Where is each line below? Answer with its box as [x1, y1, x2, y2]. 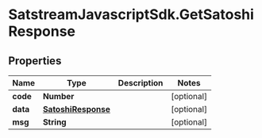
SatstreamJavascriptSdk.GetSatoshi [8, 6, 254, 24]
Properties [8, 54, 62, 67]
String [42, 117, 67, 128]
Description [118, 78, 164, 88]
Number [42, 91, 75, 102]
